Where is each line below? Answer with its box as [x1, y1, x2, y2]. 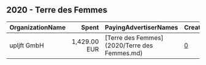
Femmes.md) [105, 48, 143, 57]
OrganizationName [9, 23, 66, 31]
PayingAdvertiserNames [105, 23, 178, 31]
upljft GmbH [9, 41, 44, 50]
